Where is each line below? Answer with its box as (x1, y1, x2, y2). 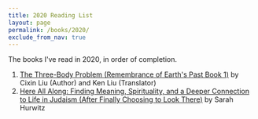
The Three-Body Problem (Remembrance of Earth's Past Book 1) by (19, 70, 239, 79)
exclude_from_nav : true (8, 33, 87, 41)
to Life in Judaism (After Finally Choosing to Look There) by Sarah (19, 95, 234, 104)
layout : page (8, 19, 51, 27)
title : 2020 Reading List (8, 11, 93, 20)
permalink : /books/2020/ (8, 26, 90, 34)
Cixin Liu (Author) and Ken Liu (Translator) (19, 78, 157, 88)
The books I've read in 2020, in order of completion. (8, 55, 178, 64)
